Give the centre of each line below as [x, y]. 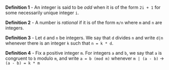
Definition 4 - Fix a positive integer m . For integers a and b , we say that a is [84, 53]
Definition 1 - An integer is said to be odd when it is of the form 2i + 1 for [83, 7]
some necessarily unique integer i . [42, 13]
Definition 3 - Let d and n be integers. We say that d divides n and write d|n [84, 38]
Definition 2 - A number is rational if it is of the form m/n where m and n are [84, 23]
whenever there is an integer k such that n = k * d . [59, 43]
